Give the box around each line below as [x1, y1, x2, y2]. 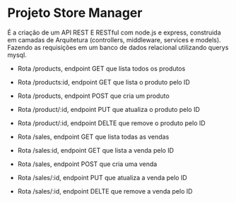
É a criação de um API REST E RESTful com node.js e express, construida [7, 28, 221, 37]
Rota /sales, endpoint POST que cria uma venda [17, 160, 158, 168]
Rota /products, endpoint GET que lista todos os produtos [17, 64, 186, 72]
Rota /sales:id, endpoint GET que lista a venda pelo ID [17, 146, 175, 154]
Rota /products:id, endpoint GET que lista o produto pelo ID [17, 77, 190, 86]
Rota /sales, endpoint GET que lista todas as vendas [17, 132, 170, 141]
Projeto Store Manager [7, 5, 143, 21]
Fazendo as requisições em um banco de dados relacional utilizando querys [7, 43, 229, 51]
